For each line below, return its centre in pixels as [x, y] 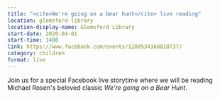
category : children [36, 54]
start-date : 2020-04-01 [43, 34]
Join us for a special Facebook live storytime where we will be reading [110, 80]
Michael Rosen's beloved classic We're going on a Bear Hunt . [98, 87]
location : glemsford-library [50, 21]
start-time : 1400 [33, 40]
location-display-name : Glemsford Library [71, 27]
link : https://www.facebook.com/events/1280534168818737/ [95, 47]
